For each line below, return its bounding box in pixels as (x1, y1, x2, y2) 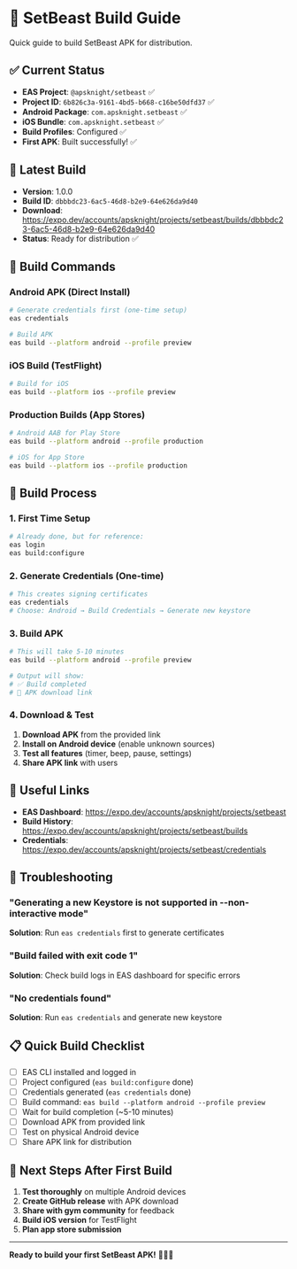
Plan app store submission (21, 1224, 122, 1234)
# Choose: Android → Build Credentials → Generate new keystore (9, 606, 251, 615)
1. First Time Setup (9, 512, 91, 524)
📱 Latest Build (9, 163, 87, 178)
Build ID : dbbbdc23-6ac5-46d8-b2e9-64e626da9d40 (21, 195, 199, 206)
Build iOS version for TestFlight (21, 1215, 137, 1226)
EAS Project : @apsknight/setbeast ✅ (21, 86, 156, 97)
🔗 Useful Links (9, 783, 90, 798)
